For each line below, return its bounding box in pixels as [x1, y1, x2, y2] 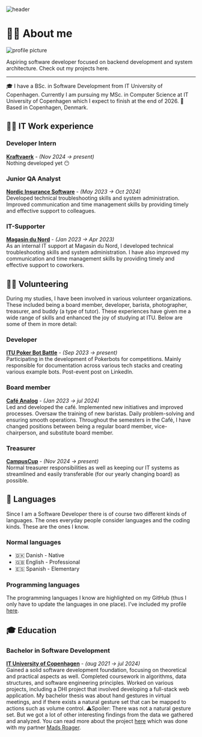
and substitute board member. [38, 429, 114, 436]
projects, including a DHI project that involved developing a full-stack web [6, 686, 189, 693]
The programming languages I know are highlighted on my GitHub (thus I [6, 594, 187, 602]
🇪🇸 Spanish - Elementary [14, 566, 80, 573]
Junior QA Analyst [6, 174, 61, 183]
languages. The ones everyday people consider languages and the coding [6, 516, 191, 523]
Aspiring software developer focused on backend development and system [6, 58, 193, 66]
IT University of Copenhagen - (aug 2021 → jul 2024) [6, 660, 140, 667]
